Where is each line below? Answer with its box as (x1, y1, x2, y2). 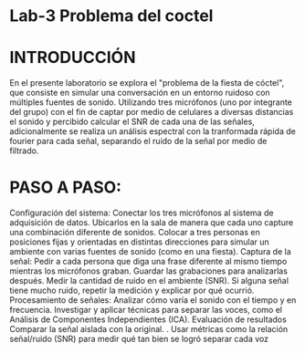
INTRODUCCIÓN (9, 47, 136, 68)
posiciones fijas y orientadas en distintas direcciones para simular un (9, 236, 269, 247)
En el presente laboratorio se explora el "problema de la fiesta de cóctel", (9, 78, 285, 88)
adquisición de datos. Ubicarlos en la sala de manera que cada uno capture (9, 217, 294, 228)
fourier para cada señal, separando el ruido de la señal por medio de (9, 136, 268, 147)
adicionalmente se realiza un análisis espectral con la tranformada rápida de (9, 126, 297, 137)
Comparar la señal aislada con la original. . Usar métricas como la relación (9, 324, 289, 335)
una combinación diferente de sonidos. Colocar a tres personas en (9, 227, 260, 238)
